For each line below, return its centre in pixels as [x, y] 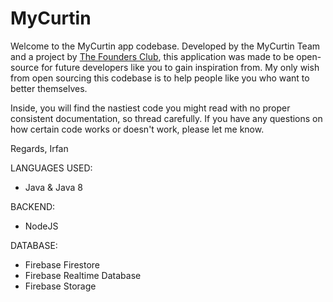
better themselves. [49, 88]
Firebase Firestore [62, 264]
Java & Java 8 [53, 187]
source [25, 67]
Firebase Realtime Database [83, 275]
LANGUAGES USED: [51, 168]
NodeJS [41, 226]
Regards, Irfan [39, 148]
